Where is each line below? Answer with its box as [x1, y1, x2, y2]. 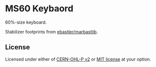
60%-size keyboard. [5, 19, 47, 25]
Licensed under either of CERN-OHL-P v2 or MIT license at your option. [5, 56, 151, 62]
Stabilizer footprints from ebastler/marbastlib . [5, 29, 98, 34]
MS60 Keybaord [5, 3, 73, 14]
